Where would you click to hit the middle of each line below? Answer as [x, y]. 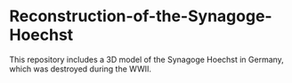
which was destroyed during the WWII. [81, 69]
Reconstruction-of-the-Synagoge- [141, 16]
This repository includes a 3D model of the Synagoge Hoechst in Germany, [147, 59]
